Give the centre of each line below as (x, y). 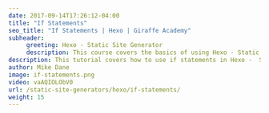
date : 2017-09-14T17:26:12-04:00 (64, 16)
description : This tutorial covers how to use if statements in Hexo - (130, 60)
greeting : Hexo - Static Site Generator (94, 45)
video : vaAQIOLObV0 (41, 82)
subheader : (26, 38)
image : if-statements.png (51, 75)
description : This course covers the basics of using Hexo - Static (143, 53)
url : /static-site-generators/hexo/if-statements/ (94, 90)
